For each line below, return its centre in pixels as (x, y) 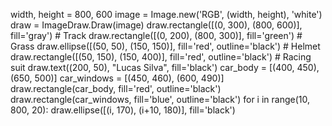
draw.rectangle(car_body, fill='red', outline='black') (116, 88)
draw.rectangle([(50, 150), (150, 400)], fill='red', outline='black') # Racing (161, 57)
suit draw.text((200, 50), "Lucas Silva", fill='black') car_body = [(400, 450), (165, 67)
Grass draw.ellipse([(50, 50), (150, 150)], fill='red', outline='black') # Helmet (165, 46)
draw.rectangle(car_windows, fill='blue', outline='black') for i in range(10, (160, 99)
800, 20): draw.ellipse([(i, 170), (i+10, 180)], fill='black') (123, 110)
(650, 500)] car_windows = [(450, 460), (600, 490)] (117, 78)
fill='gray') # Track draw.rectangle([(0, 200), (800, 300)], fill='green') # (156, 35)
